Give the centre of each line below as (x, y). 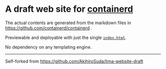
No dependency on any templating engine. (48, 47)
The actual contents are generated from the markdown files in (68, 23)
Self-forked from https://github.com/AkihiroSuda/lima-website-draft (74, 61)
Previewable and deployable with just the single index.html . (66, 37)
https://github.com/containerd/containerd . (49, 28)
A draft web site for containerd (69, 9)
